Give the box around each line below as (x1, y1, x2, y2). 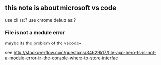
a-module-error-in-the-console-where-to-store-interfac (5, 55, 118, 61)
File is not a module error (5, 29, 65, 36)
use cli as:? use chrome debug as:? (5, 17, 76, 22)
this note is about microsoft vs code (5, 4, 116, 12)
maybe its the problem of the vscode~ (5, 40, 82, 46)
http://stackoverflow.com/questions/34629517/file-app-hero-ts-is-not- (13, 50, 156, 56)
